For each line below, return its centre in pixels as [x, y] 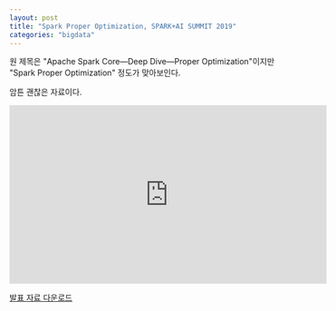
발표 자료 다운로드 [41, 298]
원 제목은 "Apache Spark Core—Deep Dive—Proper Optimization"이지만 [142, 62]
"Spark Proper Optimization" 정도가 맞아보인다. [95, 73]
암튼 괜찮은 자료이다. [46, 92]
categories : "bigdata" [52, 34]
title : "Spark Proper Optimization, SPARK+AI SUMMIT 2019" [123, 26]
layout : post [34, 18]
